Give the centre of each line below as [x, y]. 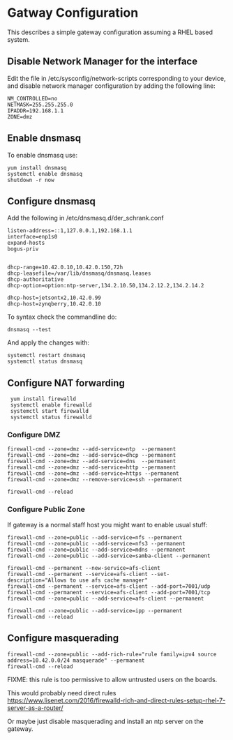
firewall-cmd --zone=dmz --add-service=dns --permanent [92, 462]
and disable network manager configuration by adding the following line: [112, 86]
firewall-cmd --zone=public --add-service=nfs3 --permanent [97, 543]
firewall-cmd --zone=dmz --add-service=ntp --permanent [92, 449]
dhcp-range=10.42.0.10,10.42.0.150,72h [65, 267]
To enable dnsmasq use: [43, 155]
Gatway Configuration [73, 13]
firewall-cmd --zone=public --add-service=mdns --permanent [97, 550]
